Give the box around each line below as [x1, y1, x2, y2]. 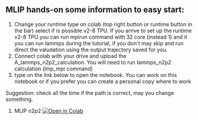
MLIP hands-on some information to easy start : [5, 5, 185, 15]
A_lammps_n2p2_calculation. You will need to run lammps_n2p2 [14, 59, 172, 66]
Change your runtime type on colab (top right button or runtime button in [14, 20, 193, 27]
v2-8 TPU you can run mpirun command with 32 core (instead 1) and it [14, 33, 188, 41]
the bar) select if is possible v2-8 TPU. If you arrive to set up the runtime [14, 27, 192, 34]
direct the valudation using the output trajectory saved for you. [14, 46, 168, 53]
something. [5, 96, 33, 103]
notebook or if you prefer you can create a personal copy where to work [14, 78, 191, 85]
